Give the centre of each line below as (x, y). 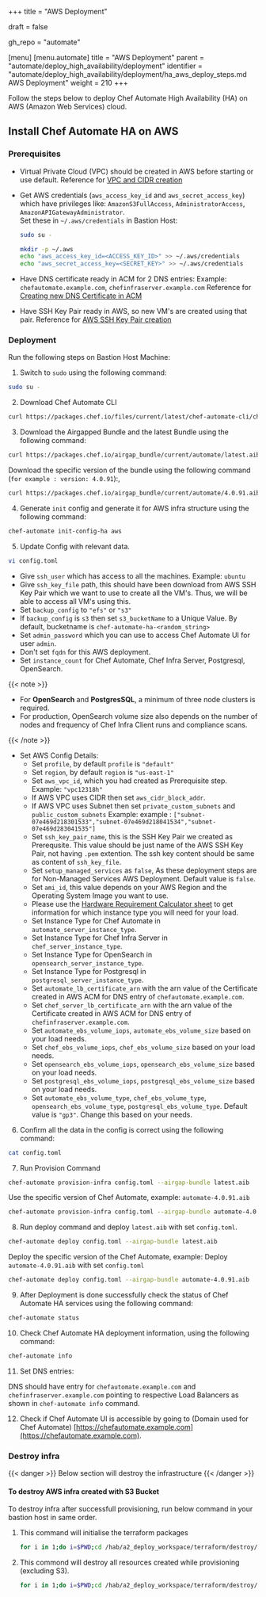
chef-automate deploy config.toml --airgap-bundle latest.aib (113, 1242)
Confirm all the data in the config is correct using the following (122, 1129)
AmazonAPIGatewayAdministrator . (72, 212)
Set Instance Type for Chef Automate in (96, 921)
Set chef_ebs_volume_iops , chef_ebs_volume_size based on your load (143, 1047)
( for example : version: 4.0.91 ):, (64, 479)
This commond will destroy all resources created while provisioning (129, 1563)
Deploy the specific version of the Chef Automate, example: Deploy (118, 1257)
